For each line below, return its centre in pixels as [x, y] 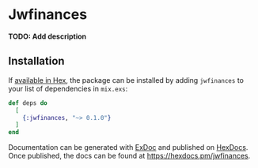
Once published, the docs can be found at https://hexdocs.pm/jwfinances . [129, 156]
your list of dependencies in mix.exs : [68, 88]
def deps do [28, 103]
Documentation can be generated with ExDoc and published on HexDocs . [128, 147]
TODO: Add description [47, 36]
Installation [36, 61]
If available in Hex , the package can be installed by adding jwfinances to [126, 80]
